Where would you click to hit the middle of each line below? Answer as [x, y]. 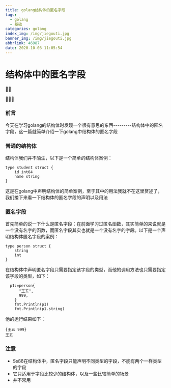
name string [27, 177]
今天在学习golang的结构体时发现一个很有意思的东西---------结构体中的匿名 [84, 125]
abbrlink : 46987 [22, 43]
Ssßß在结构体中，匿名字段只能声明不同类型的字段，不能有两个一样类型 [87, 361]
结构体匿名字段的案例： [34, 237]
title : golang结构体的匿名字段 [35, 10]
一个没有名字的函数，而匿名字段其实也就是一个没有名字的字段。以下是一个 [83, 230]
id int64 [24, 172]
